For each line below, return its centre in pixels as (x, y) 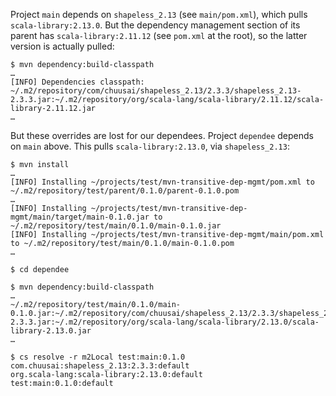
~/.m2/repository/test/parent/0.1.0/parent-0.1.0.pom (125, 191)
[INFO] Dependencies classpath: (77, 82)
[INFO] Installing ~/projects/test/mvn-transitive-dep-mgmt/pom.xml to (162, 182)
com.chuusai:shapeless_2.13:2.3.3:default (100, 366)
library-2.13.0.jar (51, 331)
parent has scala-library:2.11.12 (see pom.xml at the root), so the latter (159, 35)
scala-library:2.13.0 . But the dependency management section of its (155, 25)
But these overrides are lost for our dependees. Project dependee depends (162, 135)
